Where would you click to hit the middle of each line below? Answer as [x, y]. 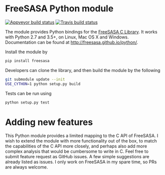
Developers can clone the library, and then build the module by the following [83, 70]
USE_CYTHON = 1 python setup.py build [43, 84]
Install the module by [26, 52]
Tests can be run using [28, 93]
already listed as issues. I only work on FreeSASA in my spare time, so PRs [81, 162]
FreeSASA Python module [59, 9]
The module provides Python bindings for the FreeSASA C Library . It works [81, 32]
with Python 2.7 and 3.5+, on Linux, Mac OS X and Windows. [67, 37]
